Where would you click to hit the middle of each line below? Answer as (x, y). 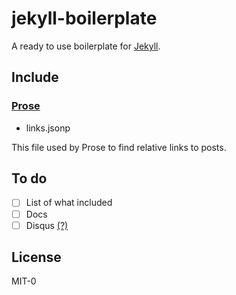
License (36, 257)
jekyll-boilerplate (84, 18)
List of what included (69, 203)
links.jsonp (48, 128)
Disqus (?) (47, 225)
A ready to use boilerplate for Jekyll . (86, 46)
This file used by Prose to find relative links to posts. (119, 147)
